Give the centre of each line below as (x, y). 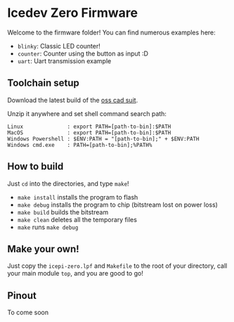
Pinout (22, 296)
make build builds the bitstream (63, 212)
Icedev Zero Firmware (73, 13)
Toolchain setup (43, 83)
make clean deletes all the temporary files (77, 219)
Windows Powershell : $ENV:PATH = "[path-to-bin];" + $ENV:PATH (103, 139)
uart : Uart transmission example (64, 60)
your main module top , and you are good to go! (76, 273)
